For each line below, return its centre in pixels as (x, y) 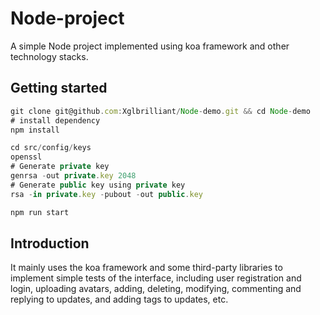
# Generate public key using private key (98, 185)
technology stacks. (49, 56)
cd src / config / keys (51, 148)
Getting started (59, 88)
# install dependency (55, 120)
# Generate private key (60, 167)
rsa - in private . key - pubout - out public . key (106, 194)
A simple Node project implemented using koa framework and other (150, 46)
